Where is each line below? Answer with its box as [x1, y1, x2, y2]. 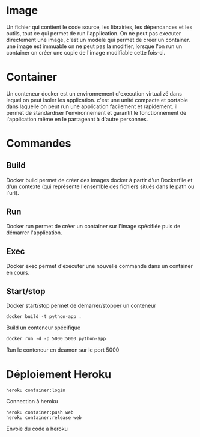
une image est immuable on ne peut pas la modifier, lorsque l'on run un [6, 43, 183, 50]
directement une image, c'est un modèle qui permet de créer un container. [6, 36, 190, 43]
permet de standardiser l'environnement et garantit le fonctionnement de [6, 109, 187, 116]
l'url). [6, 189, 19, 196]
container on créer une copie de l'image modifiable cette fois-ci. [6, 49, 166, 56]
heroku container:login [6, 387, 66, 394]
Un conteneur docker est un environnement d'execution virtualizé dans [6, 90, 182, 97]
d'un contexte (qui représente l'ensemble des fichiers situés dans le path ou [6, 183, 195, 190]
